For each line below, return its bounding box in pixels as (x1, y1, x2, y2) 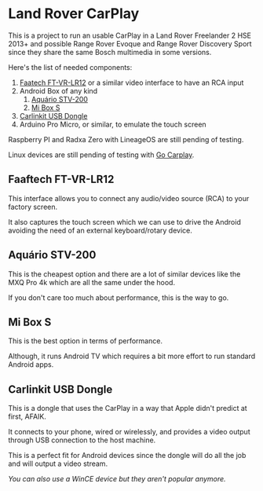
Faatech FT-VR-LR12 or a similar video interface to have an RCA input (19, 78, 244, 87)
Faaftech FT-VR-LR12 (8, 173, 115, 186)
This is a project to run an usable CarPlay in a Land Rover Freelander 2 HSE (8, 31, 251, 40)
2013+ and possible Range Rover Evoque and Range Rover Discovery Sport (8, 38, 253, 48)
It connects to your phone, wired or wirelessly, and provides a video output (8, 427, 250, 437)
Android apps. (8, 360, 54, 369)
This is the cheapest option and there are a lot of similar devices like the (8, 269, 241, 279)
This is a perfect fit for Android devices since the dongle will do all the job (8, 451, 247, 460)
